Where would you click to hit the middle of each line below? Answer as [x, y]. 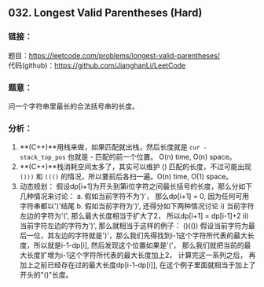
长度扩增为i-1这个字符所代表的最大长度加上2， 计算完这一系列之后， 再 [141, 256]
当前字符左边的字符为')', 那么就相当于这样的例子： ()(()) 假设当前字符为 [134, 226]
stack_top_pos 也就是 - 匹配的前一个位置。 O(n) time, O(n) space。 [128, 157]
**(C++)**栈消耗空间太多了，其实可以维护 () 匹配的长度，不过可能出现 [135, 167]
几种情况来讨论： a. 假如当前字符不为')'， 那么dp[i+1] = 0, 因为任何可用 [134, 197]
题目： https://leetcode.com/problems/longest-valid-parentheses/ [114, 55]
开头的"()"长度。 [46, 275]
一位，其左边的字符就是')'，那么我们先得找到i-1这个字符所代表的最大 [137, 236]
